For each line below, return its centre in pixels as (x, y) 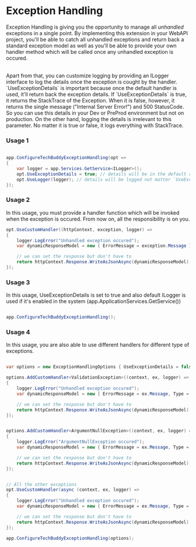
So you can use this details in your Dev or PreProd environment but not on (95, 113)
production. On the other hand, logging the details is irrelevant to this (89, 119)
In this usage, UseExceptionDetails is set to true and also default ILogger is (96, 295)
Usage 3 (18, 282)
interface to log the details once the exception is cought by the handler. (92, 82)
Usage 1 (17, 140)
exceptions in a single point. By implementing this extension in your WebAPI (97, 33)
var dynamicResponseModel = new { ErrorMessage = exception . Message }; (105, 246)
